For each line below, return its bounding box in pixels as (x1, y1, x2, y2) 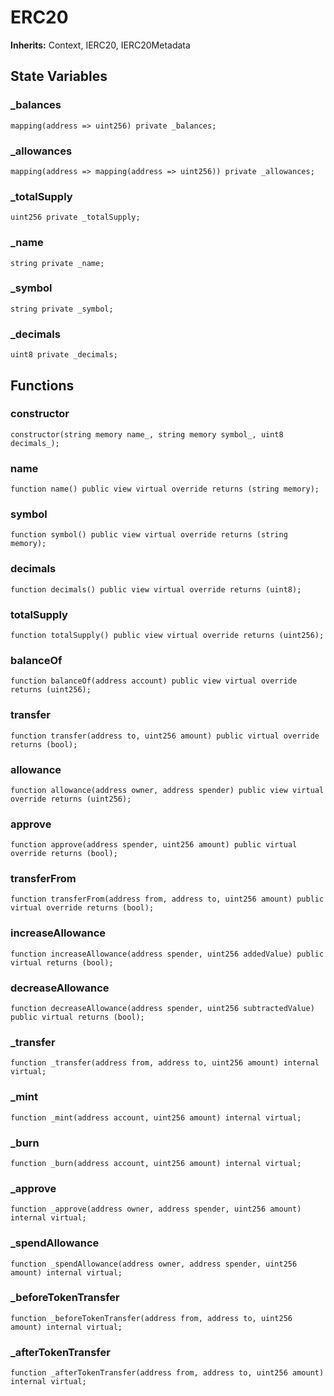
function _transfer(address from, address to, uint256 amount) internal (10, 1058, 320, 1068)
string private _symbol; (10, 304, 114, 314)
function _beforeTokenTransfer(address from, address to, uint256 (10, 1313, 293, 1323)
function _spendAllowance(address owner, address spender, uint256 (10, 1259, 298, 1269)
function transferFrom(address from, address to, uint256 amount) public (10, 894, 325, 905)
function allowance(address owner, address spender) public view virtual (10, 785, 325, 795)
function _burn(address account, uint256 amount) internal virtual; (10, 1158, 302, 1168)
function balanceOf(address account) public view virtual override (10, 676, 298, 686)
